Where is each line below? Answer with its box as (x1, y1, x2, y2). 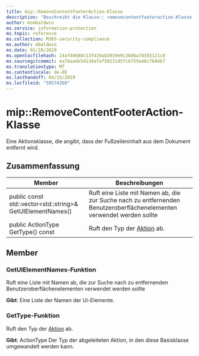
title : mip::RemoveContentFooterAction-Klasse (6, 8, 123, 15)
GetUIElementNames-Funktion (6, 266, 97, 274)
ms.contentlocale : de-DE (6, 69, 68, 75)
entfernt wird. (6, 144, 40, 151)
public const (9, 192, 44, 200)
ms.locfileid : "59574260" (6, 80, 70, 86)
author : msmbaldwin (6, 20, 54, 25)
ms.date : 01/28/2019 (6, 47, 57, 53)
